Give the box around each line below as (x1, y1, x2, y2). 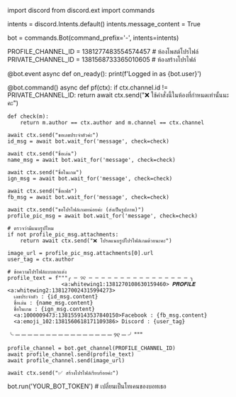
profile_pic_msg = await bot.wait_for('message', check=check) (7, 212, 198, 219)
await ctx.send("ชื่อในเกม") (7, 169, 83, 176)
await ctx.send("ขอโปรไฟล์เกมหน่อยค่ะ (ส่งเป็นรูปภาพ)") (7, 206, 145, 213)
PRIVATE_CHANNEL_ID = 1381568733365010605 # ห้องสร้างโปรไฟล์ (7, 55, 196, 63)
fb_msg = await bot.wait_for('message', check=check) (7, 194, 170, 201)
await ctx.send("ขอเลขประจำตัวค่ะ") (7, 131, 99, 138)
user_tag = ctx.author (7, 256, 74, 263)
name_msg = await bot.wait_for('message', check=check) (7, 156, 176, 163)
